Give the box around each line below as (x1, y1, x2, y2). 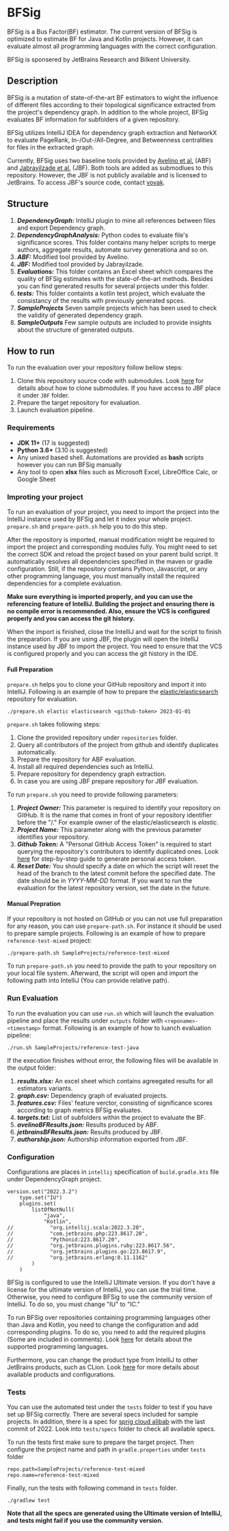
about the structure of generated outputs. (16, 326, 135, 334)
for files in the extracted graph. (7, 143, 94, 151)
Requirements (7, 423, 55, 432)
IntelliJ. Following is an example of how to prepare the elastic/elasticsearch (7, 687, 219, 696)
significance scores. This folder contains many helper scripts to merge (16, 238, 217, 246)
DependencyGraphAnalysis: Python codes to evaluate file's (16, 231, 189, 239)
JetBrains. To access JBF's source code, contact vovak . (7, 178, 165, 186)
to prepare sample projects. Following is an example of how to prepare (7, 929, 206, 938)
